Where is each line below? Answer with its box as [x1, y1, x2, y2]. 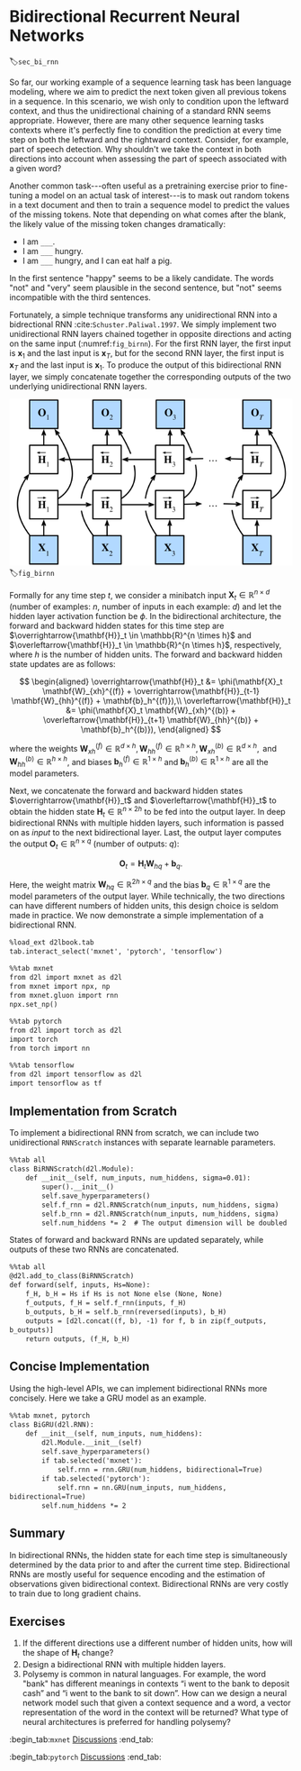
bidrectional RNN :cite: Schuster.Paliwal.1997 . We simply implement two [9, 318, 277, 330]
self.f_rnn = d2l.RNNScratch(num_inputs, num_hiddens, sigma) [41, 1200, 279, 1210]
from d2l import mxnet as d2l [9, 973, 123, 982]
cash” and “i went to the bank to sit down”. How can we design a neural [22, 1688, 288, 1699]
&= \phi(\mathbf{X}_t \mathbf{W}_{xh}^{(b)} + [66, 705, 236, 716]
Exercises [9, 1613, 66, 1629]
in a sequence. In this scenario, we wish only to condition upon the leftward [9, 96, 289, 106]
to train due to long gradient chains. [9, 1588, 142, 1599]
